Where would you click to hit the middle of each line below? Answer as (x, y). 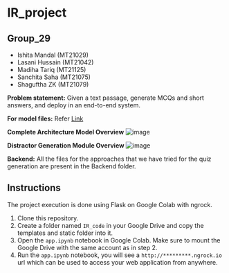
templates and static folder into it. (65, 233)
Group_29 (29, 38)
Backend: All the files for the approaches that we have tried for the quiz (109, 159)
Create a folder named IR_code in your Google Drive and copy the (110, 225)
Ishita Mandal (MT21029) (53, 55)
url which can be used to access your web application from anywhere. (117, 262)
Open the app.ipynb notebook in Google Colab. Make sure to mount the (119, 240)
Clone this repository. (48, 218)
